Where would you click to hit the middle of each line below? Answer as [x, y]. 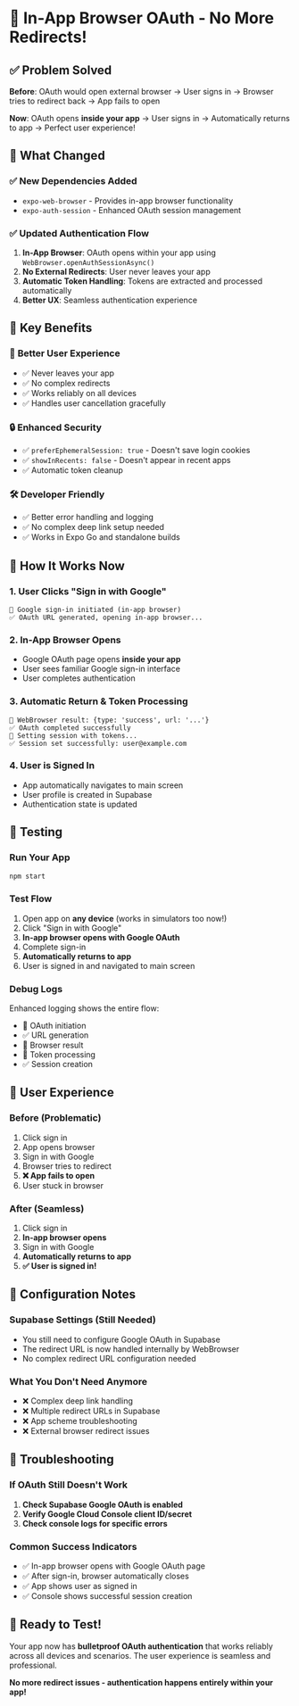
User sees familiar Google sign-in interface [101, 669]
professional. [33, 1665]
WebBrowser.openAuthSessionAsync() [88, 262]
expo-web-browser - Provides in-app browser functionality [128, 201]
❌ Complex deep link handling [78, 1401]
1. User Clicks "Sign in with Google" [88, 591]
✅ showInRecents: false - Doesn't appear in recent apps [126, 460]
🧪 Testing [36, 832]
